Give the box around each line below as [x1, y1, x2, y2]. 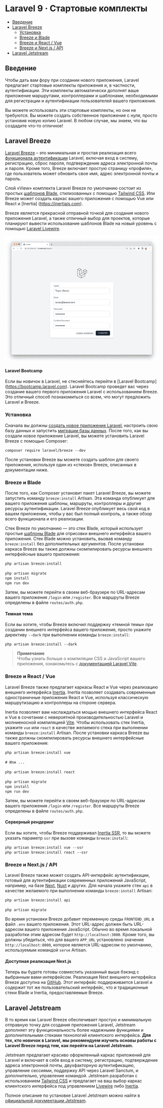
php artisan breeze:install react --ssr [5, 850, 89, 855]
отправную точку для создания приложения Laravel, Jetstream [5, 1022, 136, 1028]
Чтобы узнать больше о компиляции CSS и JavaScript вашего [17, 656, 145, 662]
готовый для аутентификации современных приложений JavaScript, [5, 877, 147, 884]
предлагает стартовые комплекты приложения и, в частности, [5, 82, 136, 88]
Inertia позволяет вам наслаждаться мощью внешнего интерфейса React [5, 709, 158, 715]
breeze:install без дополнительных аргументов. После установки [5, 541, 144, 547]
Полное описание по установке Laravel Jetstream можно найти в [5, 1092, 140, 1098]
